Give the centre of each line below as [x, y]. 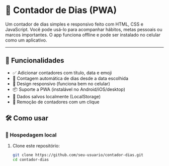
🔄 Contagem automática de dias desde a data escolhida [70, 78]
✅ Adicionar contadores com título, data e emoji [62, 73]
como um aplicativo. [26, 40]
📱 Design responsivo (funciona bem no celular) [61, 84]
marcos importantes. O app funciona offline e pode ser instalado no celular [83, 35]
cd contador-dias [31, 160]
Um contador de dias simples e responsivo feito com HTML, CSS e [74, 24]
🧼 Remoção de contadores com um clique [56, 102]
